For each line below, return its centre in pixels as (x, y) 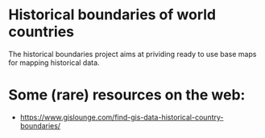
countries (41, 32)
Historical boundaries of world (112, 15)
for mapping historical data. (54, 63)
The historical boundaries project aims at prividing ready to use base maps (132, 54)
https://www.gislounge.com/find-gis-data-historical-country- (122, 117)
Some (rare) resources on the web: (127, 95)
